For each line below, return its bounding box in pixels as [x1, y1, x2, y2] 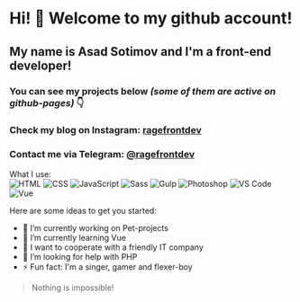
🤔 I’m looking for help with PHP [22, 251, 138, 262]
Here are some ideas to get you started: [9, 205, 158, 216]
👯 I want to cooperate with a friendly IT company [22, 242, 205, 253]
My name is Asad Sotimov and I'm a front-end [9, 44, 272, 59]
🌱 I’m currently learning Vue [22, 232, 126, 243]
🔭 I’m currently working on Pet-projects [22, 222, 169, 233]
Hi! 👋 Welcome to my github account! [9, 8, 293, 29]
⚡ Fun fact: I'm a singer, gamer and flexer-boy [22, 261, 193, 272]
